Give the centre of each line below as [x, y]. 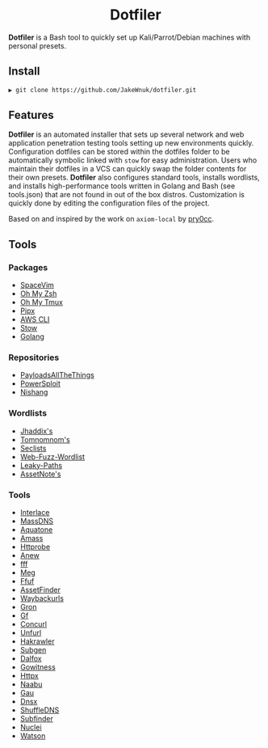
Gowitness [38, 667]
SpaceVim [37, 285]
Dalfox [31, 659]
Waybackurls [42, 598]
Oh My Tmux [41, 302]
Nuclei [31, 727]
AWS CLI [35, 319]
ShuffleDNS [40, 710]
